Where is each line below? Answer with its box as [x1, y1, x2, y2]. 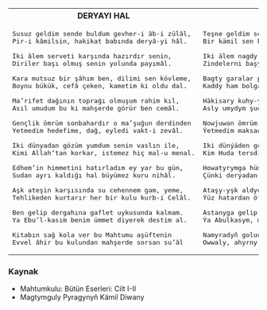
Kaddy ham [202, 82, 238, 90]
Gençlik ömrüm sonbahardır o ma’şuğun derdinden [12, 119, 192, 127]
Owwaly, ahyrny [202, 238, 258, 246]
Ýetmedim [202, 126, 234, 134]
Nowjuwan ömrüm [202, 119, 258, 127]
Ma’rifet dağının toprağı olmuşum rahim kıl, [12, 97, 180, 105]
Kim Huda [202, 149, 234, 157]
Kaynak [8, 265, 39, 277]
